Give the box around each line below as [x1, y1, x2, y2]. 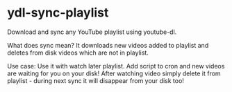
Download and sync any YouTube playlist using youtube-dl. [7, 28, 177, 36]
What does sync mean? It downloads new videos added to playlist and [7, 41, 209, 49]
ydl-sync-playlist [7, 5, 109, 21]
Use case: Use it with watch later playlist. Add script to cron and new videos [7, 62, 225, 70]
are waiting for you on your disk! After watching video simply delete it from [7, 69, 221, 77]
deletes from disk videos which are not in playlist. [7, 48, 149, 57]
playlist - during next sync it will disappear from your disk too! [7, 76, 184, 84]
